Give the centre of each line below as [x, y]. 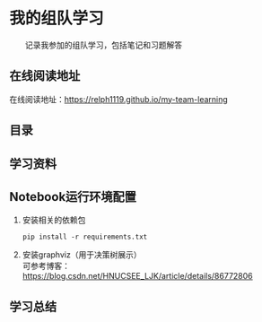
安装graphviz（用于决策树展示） [82, 255]
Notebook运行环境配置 [73, 197]
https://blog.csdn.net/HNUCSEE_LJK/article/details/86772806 [137, 276]
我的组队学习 [57, 18]
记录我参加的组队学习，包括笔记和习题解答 [104, 45]
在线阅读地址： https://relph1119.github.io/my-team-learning [119, 99]
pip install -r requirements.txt [85, 237]
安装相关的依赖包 [54, 220]
